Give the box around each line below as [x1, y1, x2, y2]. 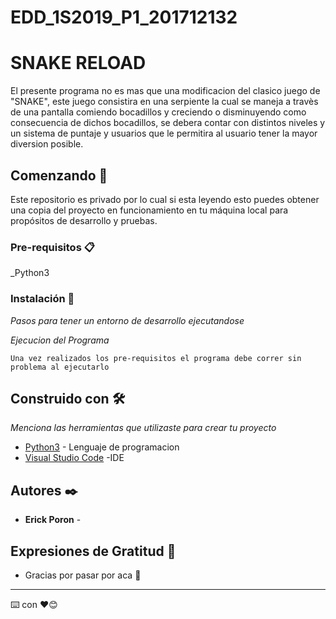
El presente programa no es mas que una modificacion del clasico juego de [10, 85, 321, 97]
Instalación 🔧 [10, 292, 75, 306]
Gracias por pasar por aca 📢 [24, 569, 142, 581]
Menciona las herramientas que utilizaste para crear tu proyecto [10, 422, 277, 434]
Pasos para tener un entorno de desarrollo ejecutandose [10, 314, 245, 326]
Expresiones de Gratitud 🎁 [10, 542, 177, 560]
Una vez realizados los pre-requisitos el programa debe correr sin [10, 353, 302, 363]
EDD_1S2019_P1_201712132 [10, 6, 238, 29]
